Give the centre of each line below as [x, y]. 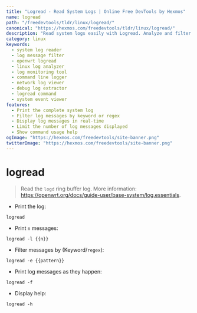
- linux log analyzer [38, 66]
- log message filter [38, 55]
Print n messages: [36, 228]
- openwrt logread [34, 61]
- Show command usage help [45, 132]
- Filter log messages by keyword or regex [65, 116]
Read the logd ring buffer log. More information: [78, 189]
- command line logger [39, 77]
